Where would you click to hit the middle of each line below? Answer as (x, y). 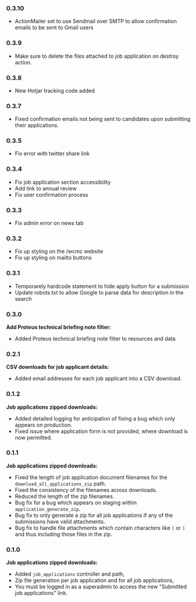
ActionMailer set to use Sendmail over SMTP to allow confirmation (96, 21)
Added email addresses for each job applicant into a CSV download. (98, 378)
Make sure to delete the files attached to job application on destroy (97, 56)
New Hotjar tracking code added (55, 90)
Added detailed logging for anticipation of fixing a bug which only (95, 418)
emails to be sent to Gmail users (54, 27)
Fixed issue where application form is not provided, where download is (101, 431)
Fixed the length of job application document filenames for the (91, 477)
